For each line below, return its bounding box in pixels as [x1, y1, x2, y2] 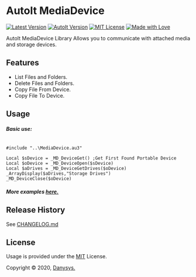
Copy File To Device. [14, 92, 65, 99]
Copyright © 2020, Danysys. [6, 264, 75, 271]
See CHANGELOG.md [6, 220, 59, 227]
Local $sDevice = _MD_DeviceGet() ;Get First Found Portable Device [6, 155, 177, 161]
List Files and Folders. [14, 73, 68, 80]
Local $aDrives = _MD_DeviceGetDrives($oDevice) [6, 165, 127, 172]
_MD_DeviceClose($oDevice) [6, 176, 72, 182]
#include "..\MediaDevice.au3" [6, 145, 82, 151]
